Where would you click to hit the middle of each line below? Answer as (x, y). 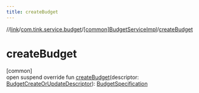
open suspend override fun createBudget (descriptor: (73, 77)
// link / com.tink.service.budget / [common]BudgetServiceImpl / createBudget (100, 29)
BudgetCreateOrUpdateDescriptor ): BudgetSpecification (77, 83)
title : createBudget (33, 12)
